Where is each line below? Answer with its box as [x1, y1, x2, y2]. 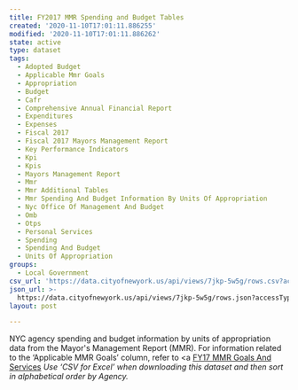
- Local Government [17, 269, 90, 277]
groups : [9, 261, 38, 269]
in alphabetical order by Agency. [9, 371, 129, 382]
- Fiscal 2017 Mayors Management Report [17, 136, 169, 145]
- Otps [17, 219, 42, 228]
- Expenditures [17, 112, 74, 121]
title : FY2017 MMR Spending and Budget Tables [9, 12, 184, 22]
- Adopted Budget [17, 63, 82, 72]
